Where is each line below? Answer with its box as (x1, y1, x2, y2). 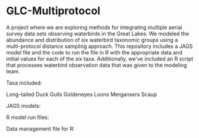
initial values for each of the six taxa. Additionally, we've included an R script (6, 55, 194, 62)
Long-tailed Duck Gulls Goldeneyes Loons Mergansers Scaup (6, 91, 157, 98)
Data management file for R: (6, 125, 75, 132)
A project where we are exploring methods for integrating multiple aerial (6, 24, 182, 31)
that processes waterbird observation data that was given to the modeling (6, 61, 187, 69)
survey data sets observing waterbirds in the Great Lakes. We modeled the (6, 30, 189, 37)
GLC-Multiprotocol (6, 4, 101, 18)
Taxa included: (6, 79, 42, 86)
